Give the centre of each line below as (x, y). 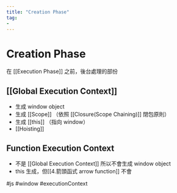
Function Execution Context (60, 148)
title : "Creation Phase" (38, 12)
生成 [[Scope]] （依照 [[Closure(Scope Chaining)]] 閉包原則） (92, 115)
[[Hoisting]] (30, 129)
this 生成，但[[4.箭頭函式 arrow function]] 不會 (74, 171)
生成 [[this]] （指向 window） (52, 122)
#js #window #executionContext (47, 183)
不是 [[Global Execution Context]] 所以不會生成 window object (93, 164)
